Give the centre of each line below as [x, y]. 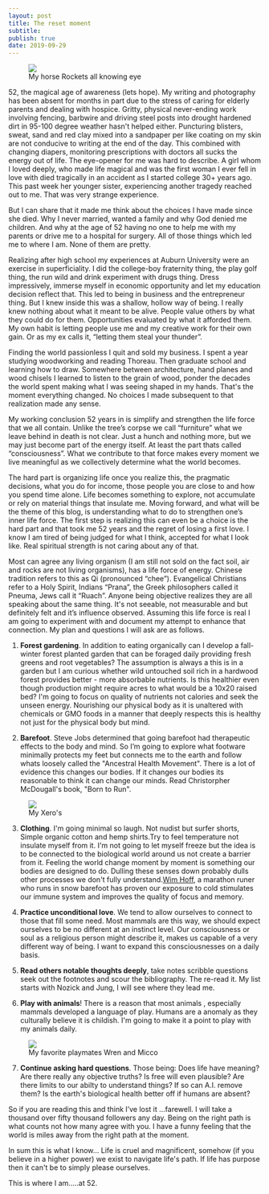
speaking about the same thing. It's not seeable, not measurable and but [128, 605]
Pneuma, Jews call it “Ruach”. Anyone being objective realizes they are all [130, 596]
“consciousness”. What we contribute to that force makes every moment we [134, 453]
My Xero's [45, 813]
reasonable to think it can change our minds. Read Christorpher [125, 781]
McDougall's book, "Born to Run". [75, 790]
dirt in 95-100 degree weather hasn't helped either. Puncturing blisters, [126, 126]
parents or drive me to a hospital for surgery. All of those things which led [130, 236]
